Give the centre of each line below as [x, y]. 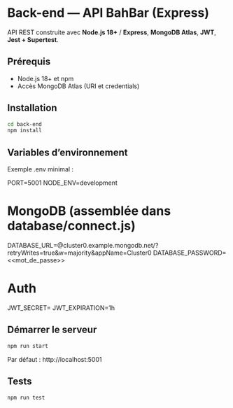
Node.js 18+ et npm [45, 78]
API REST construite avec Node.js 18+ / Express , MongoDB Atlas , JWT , [112, 32]
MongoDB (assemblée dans [89, 211]
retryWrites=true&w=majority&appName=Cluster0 [79, 253]
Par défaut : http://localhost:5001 [55, 359]
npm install [24, 131]
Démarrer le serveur [52, 330]
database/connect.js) [72, 226]
